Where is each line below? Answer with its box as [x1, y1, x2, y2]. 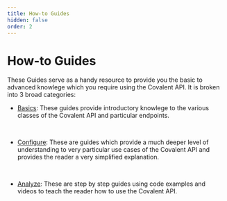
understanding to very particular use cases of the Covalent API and [17, 146, 210, 154]
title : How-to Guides [7, 10, 70, 17]
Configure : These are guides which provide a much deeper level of [17, 138, 209, 146]
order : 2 [7, 23, 33, 30]
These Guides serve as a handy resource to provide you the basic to [7, 76, 203, 84]
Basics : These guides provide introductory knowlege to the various [17, 104, 210, 112]
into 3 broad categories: [7, 91, 76, 99]
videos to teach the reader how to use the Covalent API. [17, 187, 178, 195]
